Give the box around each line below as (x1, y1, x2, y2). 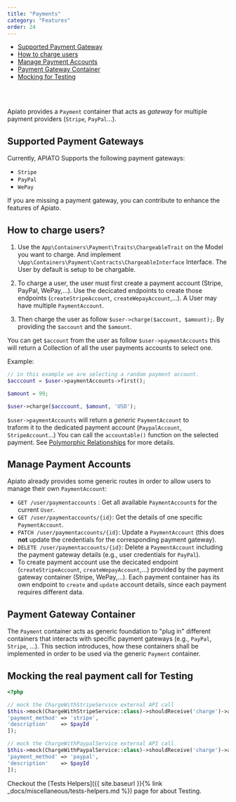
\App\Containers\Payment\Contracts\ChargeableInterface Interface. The (17, 258, 227, 266)
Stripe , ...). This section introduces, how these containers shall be (7, 642, 199, 651)
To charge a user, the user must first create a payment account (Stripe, (17, 279, 223, 287)
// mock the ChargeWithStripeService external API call (7, 701, 174, 708)
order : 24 (7, 23, 37, 30)
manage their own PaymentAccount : (7, 484, 107, 493)
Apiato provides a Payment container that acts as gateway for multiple (7, 107, 207, 116)
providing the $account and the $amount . (17, 322, 132, 331)
